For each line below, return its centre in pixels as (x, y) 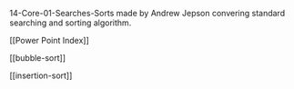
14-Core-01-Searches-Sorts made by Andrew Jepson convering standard (147, 13)
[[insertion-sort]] (41, 75)
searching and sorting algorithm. (71, 23)
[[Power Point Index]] (49, 40)
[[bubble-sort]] (38, 58)
